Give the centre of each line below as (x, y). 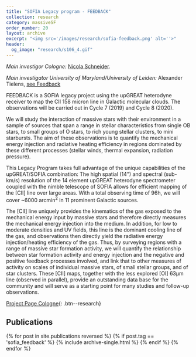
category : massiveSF (31, 22)
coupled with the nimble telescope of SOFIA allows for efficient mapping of (97, 186)
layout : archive (26, 33)
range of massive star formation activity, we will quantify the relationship (94, 249)
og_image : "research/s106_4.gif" (52, 50)
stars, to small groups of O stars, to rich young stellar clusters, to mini (90, 131)
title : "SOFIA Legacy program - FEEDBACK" (59, 11)
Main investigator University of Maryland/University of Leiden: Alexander (94, 77)
